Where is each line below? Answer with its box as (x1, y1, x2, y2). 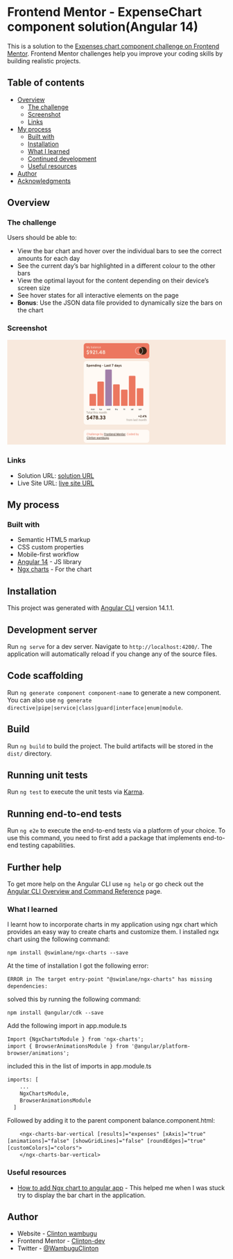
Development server (7, 624, 98, 636)
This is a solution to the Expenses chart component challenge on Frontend (7, 42, 220, 50)
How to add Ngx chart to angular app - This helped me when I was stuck (17, 1183, 225, 1192)
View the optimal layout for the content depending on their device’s (17, 276, 209, 285)
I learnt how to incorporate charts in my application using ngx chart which (7, 920, 218, 929)
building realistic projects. (7, 56, 81, 65)
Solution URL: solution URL (17, 471, 95, 480)
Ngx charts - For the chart (17, 565, 92, 574)
